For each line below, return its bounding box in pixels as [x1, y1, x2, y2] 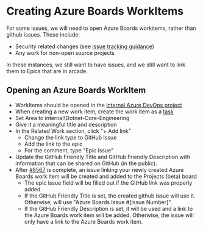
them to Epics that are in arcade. [6, 67, 88, 74]
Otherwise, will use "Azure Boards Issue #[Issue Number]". [24, 198, 173, 205]
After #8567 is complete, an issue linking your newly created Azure [15, 166, 184, 173]
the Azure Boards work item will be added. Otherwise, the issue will [24, 211, 194, 219]
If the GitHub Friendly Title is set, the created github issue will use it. [24, 192, 196, 199]
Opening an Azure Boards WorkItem [6, 85, 146, 96]
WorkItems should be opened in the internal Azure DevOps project [15, 101, 182, 108]
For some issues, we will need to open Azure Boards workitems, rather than [6, 24, 196, 32]
